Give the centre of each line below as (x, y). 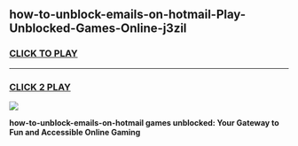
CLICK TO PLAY (43, 54)
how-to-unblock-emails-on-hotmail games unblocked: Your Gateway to (144, 122)
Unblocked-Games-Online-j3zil (98, 29)
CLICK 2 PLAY (40, 87)
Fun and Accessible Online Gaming (75, 132)
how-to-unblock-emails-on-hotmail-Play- (128, 15)
